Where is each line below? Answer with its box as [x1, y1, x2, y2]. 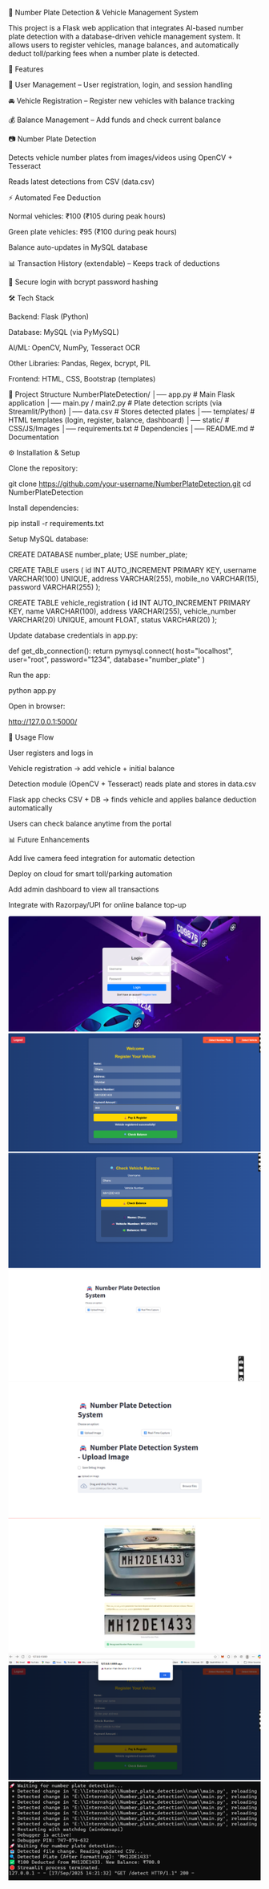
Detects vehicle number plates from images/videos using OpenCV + [8, 153, 233, 162]
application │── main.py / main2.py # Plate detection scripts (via [8, 398, 223, 407]
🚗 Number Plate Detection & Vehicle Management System [8, 8, 199, 17]
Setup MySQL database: [8, 534, 89, 544]
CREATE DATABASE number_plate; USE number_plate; [8, 550, 188, 559]
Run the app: [8, 671, 50, 679]
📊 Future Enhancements [8, 835, 90, 844]
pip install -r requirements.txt [8, 519, 104, 528]
